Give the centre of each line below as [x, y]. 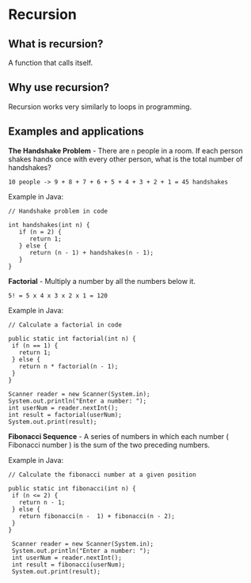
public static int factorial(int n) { [72, 339]
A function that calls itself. [51, 62]
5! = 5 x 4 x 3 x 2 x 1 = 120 [58, 295]
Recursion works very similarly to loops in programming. [100, 106]
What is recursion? [56, 44]
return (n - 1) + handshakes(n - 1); [91, 252]
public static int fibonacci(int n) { [72, 488]
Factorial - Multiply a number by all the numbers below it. [102, 281]
